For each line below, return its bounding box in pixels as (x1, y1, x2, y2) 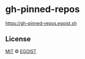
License (5, 35, 31, 43)
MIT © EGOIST (5, 48, 37, 54)
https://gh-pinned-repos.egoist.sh (5, 20, 77, 26)
